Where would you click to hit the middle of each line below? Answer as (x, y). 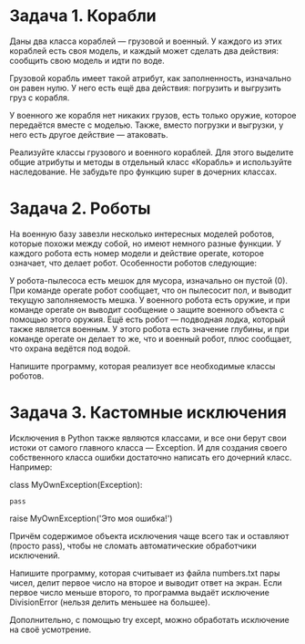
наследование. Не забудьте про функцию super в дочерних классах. (143, 171)
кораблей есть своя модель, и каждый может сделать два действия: (144, 50)
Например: (31, 467)
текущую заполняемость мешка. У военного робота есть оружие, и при (150, 300)
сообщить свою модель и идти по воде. (87, 60)
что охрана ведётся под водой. (70, 348)
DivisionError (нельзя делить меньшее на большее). (110, 602)
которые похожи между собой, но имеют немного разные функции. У (145, 244)
